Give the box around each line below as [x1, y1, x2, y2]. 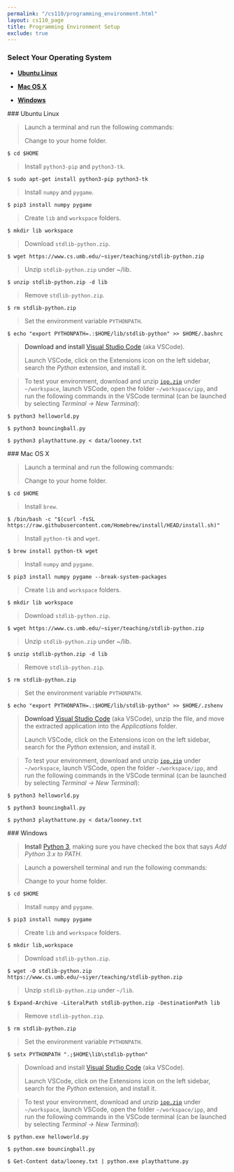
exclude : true [7, 29, 49, 37]
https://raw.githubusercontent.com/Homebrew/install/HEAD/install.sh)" [7, 522, 220, 529]
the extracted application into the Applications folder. [24, 721, 178, 730]
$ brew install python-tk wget [7, 548, 98, 555]
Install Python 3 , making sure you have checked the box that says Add [24, 842, 227, 851]
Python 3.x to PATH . [24, 849, 82, 858]
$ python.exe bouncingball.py [7, 1145, 96, 1152]
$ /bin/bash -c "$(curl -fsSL [7, 515, 96, 522]
